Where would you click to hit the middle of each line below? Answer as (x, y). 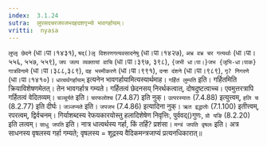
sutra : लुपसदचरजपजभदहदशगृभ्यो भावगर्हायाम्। (67, 23)
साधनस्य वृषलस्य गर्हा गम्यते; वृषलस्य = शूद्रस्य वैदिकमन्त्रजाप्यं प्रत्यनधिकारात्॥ (105, 133)
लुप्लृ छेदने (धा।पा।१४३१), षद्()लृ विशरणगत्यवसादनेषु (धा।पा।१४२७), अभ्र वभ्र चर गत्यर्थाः (120, 53)
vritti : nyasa (33, 30)
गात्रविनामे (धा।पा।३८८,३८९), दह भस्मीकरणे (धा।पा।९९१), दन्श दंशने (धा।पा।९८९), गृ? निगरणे (129, 71)
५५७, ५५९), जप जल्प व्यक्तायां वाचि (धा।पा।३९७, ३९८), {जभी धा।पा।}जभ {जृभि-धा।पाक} (140, 62)
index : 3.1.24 (33, 15)
